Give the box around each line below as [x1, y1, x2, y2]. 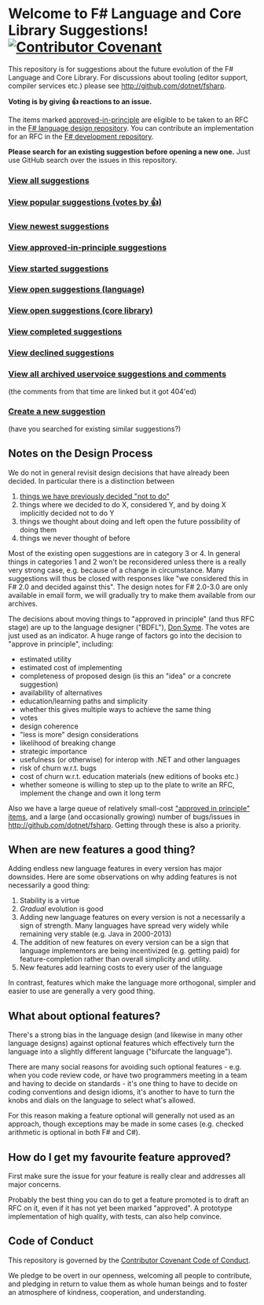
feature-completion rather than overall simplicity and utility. [19, 955, 211, 964]
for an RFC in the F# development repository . [8, 132, 154, 141]
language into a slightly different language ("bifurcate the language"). [8, 1047, 233, 1056]
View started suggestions [8, 263, 109, 274]
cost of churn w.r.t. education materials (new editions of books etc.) [19, 771, 240, 780]
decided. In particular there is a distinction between [8, 476, 175, 485]
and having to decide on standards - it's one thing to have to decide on [8, 1079, 238, 1088]
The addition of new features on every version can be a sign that [19, 938, 229, 947]
